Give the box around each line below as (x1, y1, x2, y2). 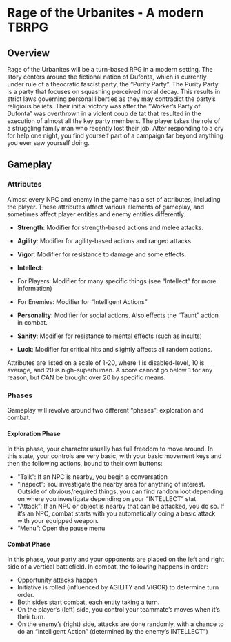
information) (17, 284, 52, 292)
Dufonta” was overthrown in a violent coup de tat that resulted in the (7, 109, 201, 117)
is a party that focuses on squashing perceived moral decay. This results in (7, 88, 221, 95)
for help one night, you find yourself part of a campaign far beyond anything (7, 131, 223, 140)
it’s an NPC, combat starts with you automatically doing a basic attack (17, 509, 216, 518)
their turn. (17, 613, 46, 621)
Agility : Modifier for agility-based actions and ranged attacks (17, 236, 192, 245)
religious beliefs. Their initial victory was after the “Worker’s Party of (7, 102, 201, 110)
